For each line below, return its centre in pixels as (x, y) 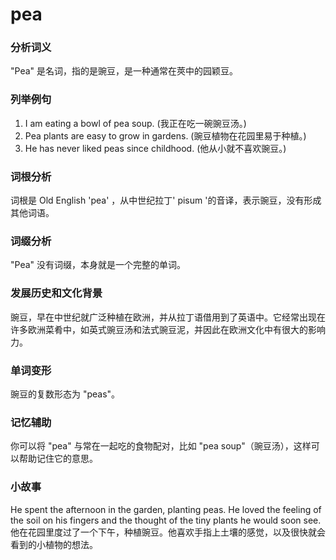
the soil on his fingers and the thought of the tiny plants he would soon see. (166, 520)
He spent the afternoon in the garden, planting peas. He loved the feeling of (166, 509)
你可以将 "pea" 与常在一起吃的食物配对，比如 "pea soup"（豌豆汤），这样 (161, 446)
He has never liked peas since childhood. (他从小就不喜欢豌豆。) (155, 148)
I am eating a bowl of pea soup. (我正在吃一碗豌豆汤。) (135, 123)
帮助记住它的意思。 (58, 459)
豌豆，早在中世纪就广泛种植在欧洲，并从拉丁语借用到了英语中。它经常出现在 (168, 317)
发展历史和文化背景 (56, 293)
